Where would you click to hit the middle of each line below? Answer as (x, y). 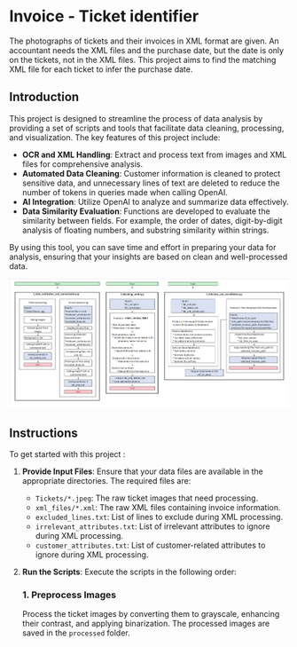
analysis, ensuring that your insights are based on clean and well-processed (148, 256)
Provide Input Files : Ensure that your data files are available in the (143, 471)
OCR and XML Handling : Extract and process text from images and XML (154, 154)
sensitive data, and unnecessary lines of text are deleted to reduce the (151, 183)
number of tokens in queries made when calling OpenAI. (125, 192)
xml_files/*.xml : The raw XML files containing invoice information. (158, 508)
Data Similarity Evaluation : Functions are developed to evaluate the (146, 211)
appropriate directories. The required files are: (106, 481)
